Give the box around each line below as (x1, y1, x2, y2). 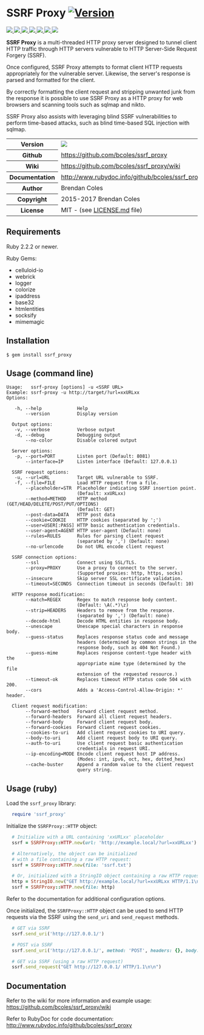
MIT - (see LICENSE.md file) (61, 205, 143, 214)
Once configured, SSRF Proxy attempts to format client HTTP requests (6, 63, 183, 70)
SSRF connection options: (12, 555, 78, 561)
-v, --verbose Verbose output (14, 427, 115, 433)
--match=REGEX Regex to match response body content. (25, 597, 178, 603)
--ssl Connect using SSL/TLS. (25, 559, 137, 566)
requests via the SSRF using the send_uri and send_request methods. (6, 914, 179, 921)
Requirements (6, 227, 61, 237)
